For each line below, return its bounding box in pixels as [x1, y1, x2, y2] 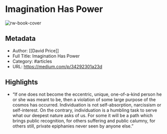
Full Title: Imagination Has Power [12, 53, 80, 59]
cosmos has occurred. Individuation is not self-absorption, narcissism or [12, 102, 162, 108]
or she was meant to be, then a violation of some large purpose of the [12, 96, 156, 103]
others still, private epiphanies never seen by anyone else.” [12, 123, 134, 129]
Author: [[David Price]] [12, 47, 59, 53]
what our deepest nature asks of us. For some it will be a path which [12, 112, 153, 118]
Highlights [5, 78, 38, 87]
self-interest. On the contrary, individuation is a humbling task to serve [12, 107, 158, 113]
